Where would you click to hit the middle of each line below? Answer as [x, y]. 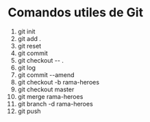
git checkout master [46, 89]
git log [27, 67]
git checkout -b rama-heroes [59, 82]
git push [29, 111]
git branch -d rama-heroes [55, 104]
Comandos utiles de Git [75, 13]
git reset [29, 46]
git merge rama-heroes [50, 96]
